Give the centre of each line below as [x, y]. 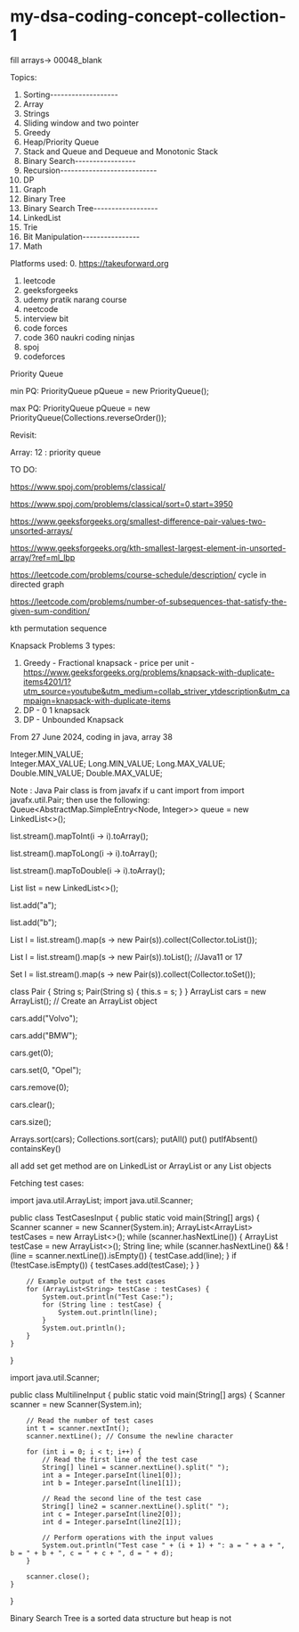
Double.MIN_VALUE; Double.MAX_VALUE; [86, 773]
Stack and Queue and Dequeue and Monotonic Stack [121, 151]
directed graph [37, 584]
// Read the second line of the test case [122, 1498]
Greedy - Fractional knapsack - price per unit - [109, 662]
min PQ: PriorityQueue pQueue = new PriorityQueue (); [110, 390]
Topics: [24, 77]
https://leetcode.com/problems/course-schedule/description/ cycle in [138, 574]
